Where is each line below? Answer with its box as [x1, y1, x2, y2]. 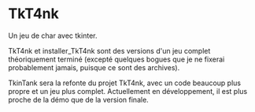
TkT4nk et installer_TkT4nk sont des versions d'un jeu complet [8, 46, 211, 55]
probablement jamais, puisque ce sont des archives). [8, 62, 180, 72]
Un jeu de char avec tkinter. [8, 31, 98, 40]
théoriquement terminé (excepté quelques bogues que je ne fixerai [8, 54, 225, 64]
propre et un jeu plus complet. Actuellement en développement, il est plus [8, 86, 248, 95]
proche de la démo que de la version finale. [8, 95, 150, 104]
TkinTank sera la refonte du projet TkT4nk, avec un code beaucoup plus [8, 78, 242, 88]
